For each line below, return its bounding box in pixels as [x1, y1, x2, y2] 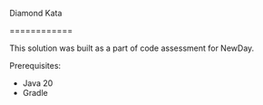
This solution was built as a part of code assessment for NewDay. [9, 43, 255, 53]
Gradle [22, 88, 48, 98]
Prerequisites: [9, 61, 62, 71]
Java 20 [22, 78, 54, 89]
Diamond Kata [9, 8, 63, 18]
